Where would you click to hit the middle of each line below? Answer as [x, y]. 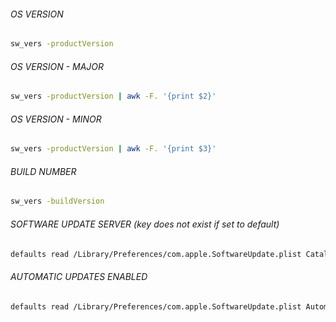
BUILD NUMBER [43, 171]
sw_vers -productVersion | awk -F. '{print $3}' [113, 149]
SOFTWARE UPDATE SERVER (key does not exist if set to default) [145, 224]
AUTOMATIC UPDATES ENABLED [79, 276]
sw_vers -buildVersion [57, 201]
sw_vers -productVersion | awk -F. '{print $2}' [113, 96]
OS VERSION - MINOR [56, 119]
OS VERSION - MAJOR [57, 66]
